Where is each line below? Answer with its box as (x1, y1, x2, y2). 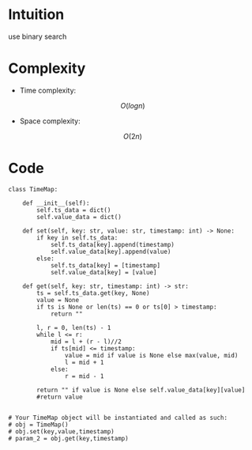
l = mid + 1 (64, 358, 104, 366)
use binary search (8, 32, 67, 41)
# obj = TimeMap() (8, 421, 69, 429)
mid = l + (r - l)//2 (50, 338, 122, 346)
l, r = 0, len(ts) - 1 (36, 323, 111, 331)
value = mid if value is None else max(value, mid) (64, 351, 239, 359)
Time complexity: (19, 85, 77, 95)
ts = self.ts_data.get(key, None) (36, 289, 150, 297)
